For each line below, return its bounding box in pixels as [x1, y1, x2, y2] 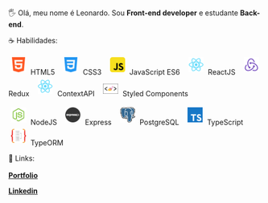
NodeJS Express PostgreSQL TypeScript [30, 117, 244, 127]
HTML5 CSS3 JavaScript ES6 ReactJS [30, 67, 236, 76]
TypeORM [30, 138, 64, 148]
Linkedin [8, 186, 38, 196]
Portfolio [8, 171, 39, 181]
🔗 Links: [8, 153, 35, 164]
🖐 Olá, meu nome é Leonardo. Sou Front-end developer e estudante [8, 8, 239, 18]
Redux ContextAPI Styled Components [8, 89, 189, 98]
